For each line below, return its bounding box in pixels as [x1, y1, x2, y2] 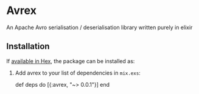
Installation [6, 41, 50, 52]
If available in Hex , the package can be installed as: [6, 57, 135, 64]
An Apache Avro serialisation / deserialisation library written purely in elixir [6, 24, 193, 31]
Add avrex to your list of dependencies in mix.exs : [15, 69, 141, 76]
